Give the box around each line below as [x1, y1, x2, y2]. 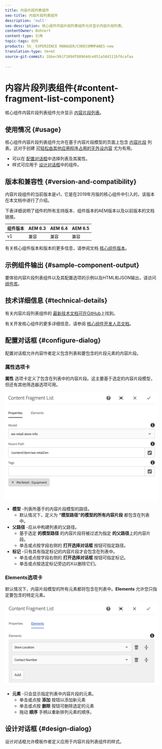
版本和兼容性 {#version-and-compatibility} [5, 177, 137, 186]
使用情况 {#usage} [5, 125, 62, 134]
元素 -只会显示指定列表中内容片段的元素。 [12, 691, 97, 696]
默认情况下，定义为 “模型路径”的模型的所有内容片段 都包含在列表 [19, 512, 150, 518]
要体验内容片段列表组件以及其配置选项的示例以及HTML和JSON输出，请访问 [5, 275, 157, 280]
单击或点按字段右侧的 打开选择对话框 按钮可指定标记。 [19, 555, 129, 560]
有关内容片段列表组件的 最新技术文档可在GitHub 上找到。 [5, 310, 118, 316]
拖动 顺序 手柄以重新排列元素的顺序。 [19, 709, 95, 715]
